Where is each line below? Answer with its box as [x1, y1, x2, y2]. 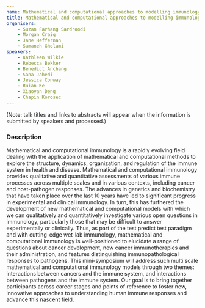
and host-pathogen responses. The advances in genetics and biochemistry [6, 186, 195, 193]
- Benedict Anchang [17, 65, 67, 72]
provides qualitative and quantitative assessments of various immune [6, 172, 181, 180]
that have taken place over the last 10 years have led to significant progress [6, 192, 196, 199]
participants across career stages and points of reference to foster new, [6, 283, 187, 290]
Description [6, 133, 42, 141]
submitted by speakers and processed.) [6, 117, 107, 125]
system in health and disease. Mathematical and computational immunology [6, 166, 198, 174]
